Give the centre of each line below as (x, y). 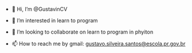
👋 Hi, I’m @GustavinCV (40, 9)
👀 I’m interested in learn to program (55, 20)
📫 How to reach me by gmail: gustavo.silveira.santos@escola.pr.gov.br (99, 44)
